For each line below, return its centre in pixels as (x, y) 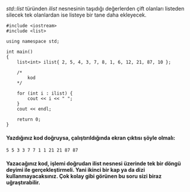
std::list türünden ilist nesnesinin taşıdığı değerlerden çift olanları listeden (95, 9)
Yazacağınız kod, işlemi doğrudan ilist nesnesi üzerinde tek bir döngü (94, 163)
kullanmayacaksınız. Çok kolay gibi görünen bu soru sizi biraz (84, 176)
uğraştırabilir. (23, 182)
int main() (20, 52)
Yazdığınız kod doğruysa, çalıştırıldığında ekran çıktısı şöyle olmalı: (91, 138)
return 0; (29, 119)
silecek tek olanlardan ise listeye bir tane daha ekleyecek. (76, 15)
